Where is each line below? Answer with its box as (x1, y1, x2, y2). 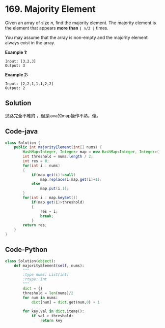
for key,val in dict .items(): (23, 309, 84, 314)
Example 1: (5, 49, 28, 55)
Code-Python (5, 245, 48, 254)
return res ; (23, 223, 48, 228)
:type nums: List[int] (23, 272, 69, 277)
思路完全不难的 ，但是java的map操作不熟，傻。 (5, 112, 101, 119)
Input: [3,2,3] (5, 59, 36, 64)
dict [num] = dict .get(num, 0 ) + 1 (31, 299, 100, 305)
